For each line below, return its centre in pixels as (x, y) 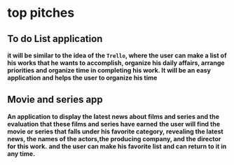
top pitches (41, 13)
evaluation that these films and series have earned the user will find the (114, 124)
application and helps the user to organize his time (82, 78)
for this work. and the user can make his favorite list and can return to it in (117, 146)
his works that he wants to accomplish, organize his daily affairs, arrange (116, 63)
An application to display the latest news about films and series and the (113, 116)
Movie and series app (55, 100)
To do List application (55, 39)
